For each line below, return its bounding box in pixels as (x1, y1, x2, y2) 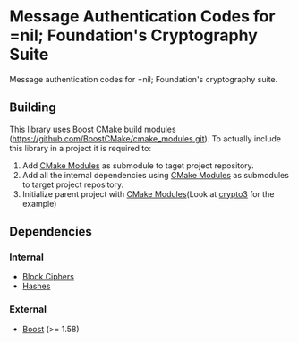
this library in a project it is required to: (9, 142, 152, 153)
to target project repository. (21, 179, 124, 190)
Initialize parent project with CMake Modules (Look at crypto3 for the (21, 188, 275, 199)
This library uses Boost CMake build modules (9, 124, 176, 134)
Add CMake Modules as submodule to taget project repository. (21, 159, 255, 171)
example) (21, 198, 57, 209)
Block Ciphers (21, 271, 74, 282)
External (9, 303, 47, 315)
